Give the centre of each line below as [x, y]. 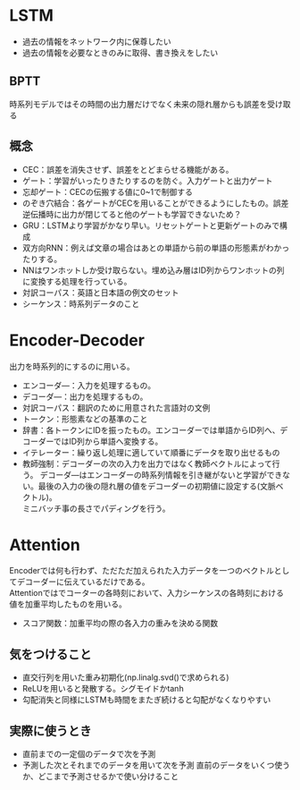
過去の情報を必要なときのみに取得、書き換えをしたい [120, 52]
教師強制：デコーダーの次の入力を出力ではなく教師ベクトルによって [147, 463]
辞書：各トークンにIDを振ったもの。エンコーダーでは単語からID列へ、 [151, 429]
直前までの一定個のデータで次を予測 [89, 754]
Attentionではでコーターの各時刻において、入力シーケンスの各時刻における [146, 593]
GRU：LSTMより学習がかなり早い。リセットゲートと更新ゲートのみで [150, 225]
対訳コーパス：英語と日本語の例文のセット [100, 293]
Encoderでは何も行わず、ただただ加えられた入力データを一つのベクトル [142, 571]
